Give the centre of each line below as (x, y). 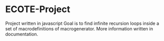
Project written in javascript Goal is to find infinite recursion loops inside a (82, 23)
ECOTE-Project (38, 9)
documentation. (22, 34)
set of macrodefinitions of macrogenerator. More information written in (79, 28)
